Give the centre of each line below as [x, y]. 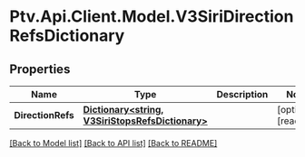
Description [242, 94]
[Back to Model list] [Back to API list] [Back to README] [113, 143]
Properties [40, 69]
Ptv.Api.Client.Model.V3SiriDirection [152, 17]
